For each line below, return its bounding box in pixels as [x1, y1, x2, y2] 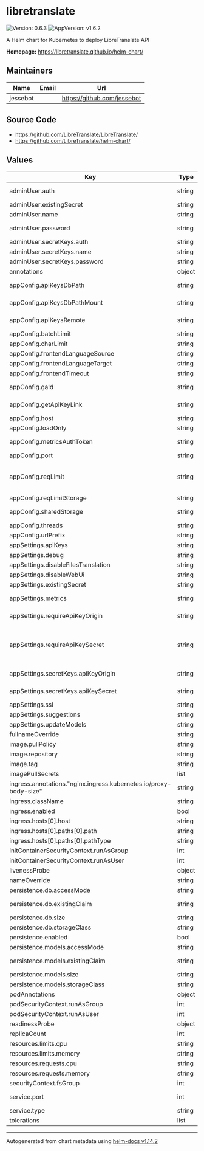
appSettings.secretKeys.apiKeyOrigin [9, 669, 115, 678]
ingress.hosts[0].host [9, 817, 71, 825]
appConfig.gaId [9, 383, 54, 392]
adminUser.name [9, 210, 58, 219]
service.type [9, 1107, 46, 1115]
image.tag [9, 760, 38, 769]
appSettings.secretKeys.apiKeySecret [9, 687, 117, 696]
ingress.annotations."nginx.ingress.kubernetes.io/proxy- [9, 779, 172, 788]
